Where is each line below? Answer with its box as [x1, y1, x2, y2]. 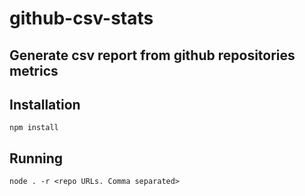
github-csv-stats [9, 7, 154, 30]
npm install [9, 123, 59, 133]
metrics [9, 62, 59, 79]
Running [9, 150, 64, 167]
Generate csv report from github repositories [9, 47, 296, 64]
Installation [9, 96, 81, 113]
